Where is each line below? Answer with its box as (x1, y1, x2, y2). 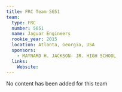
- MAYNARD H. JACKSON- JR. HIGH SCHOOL (17, 53, 117, 59)
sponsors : (11, 47, 36, 53)
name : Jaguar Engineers (11, 31, 71, 37)
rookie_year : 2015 (11, 36, 58, 42)
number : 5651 (11, 25, 44, 31)
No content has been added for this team (6, 80, 108, 87)
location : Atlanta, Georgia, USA (11, 42, 95, 48)
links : (11, 58, 28, 64)
